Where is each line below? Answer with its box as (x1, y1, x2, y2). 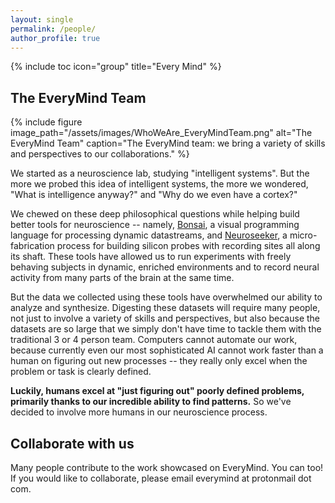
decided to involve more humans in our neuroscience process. (10, 406, 268, 418)
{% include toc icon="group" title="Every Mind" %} (10, 61, 222, 73)
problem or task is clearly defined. (10, 366, 152, 378)
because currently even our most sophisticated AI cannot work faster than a (10, 344, 324, 356)
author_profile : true (10, 33, 101, 43)
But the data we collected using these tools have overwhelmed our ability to (10, 291, 323, 303)
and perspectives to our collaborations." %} (10, 148, 190, 160)
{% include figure (10, 116, 83, 128)
